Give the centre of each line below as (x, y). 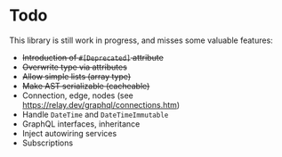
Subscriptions (48, 143)
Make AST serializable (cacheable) (86, 86)
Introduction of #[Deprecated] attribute (93, 57)
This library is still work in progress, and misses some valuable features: (141, 40)
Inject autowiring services (69, 133)
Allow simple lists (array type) (77, 76)
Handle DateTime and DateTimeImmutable (95, 114)
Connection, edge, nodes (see (77, 95)
